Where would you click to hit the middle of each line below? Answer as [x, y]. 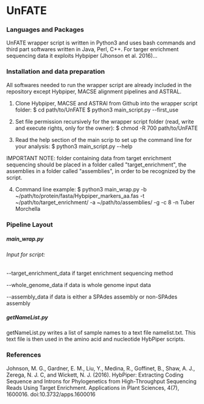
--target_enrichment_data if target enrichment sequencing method [90, 273]
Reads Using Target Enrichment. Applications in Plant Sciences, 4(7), [93, 388]
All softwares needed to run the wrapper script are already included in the [99, 85]
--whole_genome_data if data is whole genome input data [79, 285]
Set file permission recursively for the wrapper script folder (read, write [104, 121]
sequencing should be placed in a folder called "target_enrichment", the [97, 165]
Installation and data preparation [56, 72]
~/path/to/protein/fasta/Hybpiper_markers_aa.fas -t [80, 196]
